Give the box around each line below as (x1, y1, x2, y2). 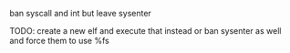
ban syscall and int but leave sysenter (9, 8, 152, 18)
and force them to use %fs (9, 36, 109, 46)
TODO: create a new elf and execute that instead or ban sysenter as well (9, 26, 282, 36)
